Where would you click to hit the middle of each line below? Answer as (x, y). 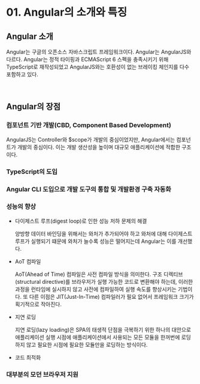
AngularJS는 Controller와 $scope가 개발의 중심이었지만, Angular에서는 (91, 139)
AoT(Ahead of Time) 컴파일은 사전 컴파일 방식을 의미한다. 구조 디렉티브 (99, 274)
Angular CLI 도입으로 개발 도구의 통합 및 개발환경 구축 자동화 (89, 189)
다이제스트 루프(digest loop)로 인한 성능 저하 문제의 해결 (81, 221)
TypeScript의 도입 (32, 172)
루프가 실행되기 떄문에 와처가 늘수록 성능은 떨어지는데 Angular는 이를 (96, 241)
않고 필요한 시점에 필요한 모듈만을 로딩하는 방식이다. (87, 344)
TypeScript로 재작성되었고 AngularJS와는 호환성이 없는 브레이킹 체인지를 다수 (98, 67)
